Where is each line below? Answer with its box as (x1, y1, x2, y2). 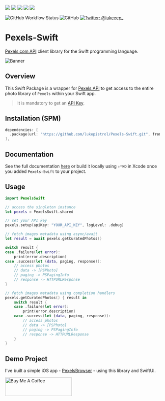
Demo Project (5, 355, 48, 363)
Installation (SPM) (5, 114, 61, 123)
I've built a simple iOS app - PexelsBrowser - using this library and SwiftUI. (5, 368, 156, 374)
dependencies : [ (5, 127, 38, 133)
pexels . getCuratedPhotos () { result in (5, 295, 87, 300)
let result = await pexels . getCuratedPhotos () (5, 236, 102, 241)
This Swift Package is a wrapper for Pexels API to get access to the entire (5, 85, 154, 91)
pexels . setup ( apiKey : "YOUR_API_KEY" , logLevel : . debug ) (5, 223, 124, 228)
